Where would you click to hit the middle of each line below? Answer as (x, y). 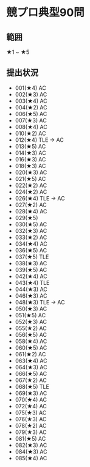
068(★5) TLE (32, 386)
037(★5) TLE (32, 257)
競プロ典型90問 (46, 13)
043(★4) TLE (32, 282)
